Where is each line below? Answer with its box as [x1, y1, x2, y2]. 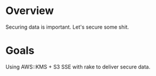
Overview [5, 4, 54, 18]
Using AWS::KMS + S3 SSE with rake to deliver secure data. [5, 63, 151, 70]
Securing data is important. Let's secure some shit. [5, 23, 130, 30]
